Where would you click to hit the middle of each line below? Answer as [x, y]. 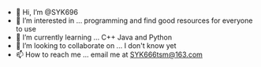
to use [26, 29]
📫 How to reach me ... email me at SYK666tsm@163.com [109, 54]
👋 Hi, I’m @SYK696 [47, 12]
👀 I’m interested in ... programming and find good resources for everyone [134, 20]
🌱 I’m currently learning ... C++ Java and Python [93, 37]
